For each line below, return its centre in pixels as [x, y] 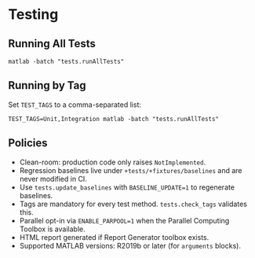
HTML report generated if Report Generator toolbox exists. [114, 237]
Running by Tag [47, 85]
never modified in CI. [53, 179]
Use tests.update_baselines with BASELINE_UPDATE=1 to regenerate [127, 187]
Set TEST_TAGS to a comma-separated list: [75, 105]
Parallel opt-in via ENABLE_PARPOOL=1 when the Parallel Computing [124, 220]
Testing [33, 15]
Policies [28, 143]
